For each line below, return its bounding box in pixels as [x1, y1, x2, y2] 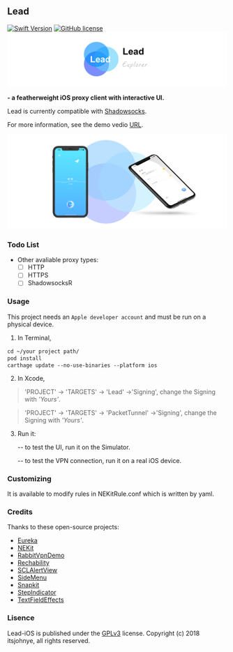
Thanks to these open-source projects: [7, 523, 120, 531]
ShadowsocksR [27, 279, 73, 287]
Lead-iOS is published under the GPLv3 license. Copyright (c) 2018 [7, 629, 200, 637]
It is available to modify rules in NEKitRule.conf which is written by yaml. [7, 490, 215, 498]
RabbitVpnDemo [17, 551, 65, 560]
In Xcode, [17, 374, 45, 382]
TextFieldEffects [17, 596, 64, 604]
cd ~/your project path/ [7, 348, 80, 355]
